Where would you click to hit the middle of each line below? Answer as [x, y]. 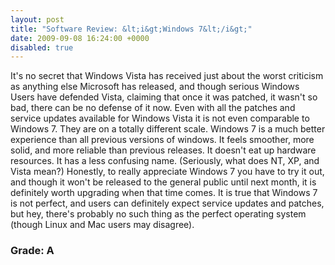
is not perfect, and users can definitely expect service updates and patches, [167, 203]
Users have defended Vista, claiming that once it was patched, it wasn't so [164, 97]
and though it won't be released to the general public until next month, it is [163, 182]
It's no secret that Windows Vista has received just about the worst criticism [167, 76]
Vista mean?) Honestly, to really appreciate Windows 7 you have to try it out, [167, 172]
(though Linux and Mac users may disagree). [102, 225]
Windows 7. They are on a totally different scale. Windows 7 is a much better [168, 129]
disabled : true [42, 47]
